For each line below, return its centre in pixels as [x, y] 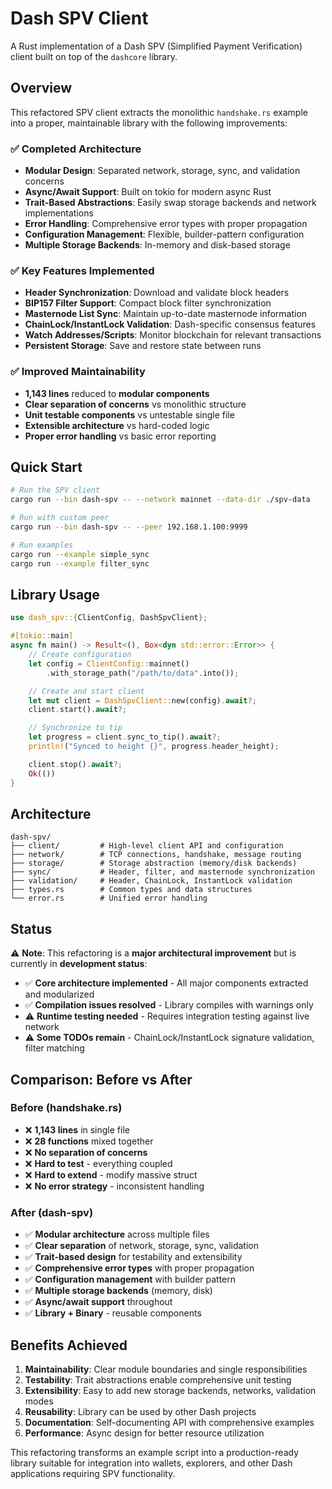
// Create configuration [80, 655]
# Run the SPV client [55, 490]
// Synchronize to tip [75, 728]
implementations [59, 213]
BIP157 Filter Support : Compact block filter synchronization [148, 303]
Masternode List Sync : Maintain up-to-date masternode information [166, 314]
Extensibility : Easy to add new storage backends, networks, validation [170, 1390]
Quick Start [46, 467]
